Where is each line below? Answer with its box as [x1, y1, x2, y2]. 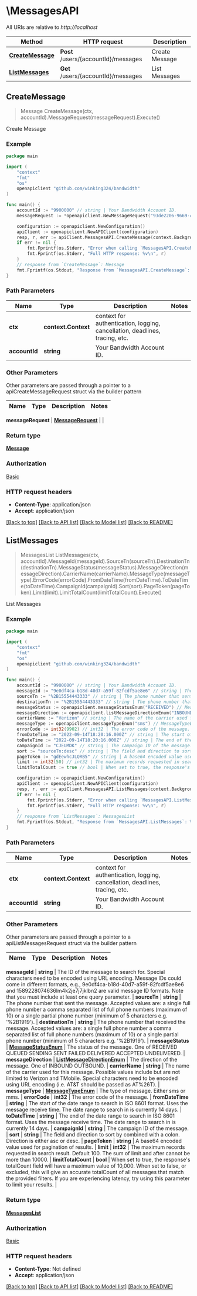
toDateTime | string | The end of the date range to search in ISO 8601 [6, 1112, 175, 1119]
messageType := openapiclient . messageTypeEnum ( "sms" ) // [16, 721, 159, 727]
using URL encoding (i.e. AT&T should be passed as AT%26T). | [6, 1081, 160, 1088]
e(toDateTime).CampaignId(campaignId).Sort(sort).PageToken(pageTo [20, 582, 191, 589]
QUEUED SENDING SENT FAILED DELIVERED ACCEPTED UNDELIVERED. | [6, 1050, 185, 1057]
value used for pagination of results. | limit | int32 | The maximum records [6, 1143, 185, 1151]
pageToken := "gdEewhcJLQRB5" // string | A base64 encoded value [16, 754, 182, 760]
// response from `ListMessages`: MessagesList [16, 814, 135, 820]
